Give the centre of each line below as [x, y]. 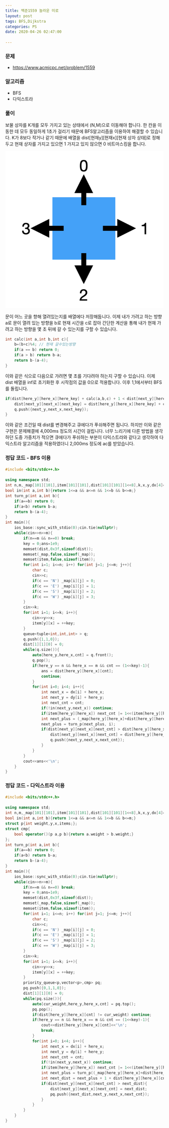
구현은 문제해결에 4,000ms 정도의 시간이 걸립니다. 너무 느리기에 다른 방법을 [79, 431]
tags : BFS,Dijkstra [26, 21]
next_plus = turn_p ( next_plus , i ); [78, 724]
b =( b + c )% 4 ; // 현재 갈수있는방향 [45, 345]
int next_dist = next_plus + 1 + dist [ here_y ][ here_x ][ [101, 1078]
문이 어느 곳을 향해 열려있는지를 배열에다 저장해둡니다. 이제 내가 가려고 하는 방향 [84, 316]
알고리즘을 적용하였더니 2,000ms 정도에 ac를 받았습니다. [78, 444]
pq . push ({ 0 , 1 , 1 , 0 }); [45, 988]
